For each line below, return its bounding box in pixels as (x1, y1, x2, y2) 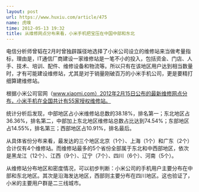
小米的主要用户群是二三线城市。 (6, 180, 84, 187)
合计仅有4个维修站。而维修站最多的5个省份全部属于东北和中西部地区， (6, 145, 179, 152)
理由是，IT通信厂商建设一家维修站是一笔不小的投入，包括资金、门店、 (16, 55, 188, 62)
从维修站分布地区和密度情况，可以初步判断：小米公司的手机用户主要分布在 (6, 165, 188, 172)
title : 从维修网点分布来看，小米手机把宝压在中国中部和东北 (6, 31, 135, 37)
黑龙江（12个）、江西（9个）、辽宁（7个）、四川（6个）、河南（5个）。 (11, 152, 177, 159)
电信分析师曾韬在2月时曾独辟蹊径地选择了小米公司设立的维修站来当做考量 (6, 48, 186, 55)
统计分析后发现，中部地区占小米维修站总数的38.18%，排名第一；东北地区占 (6, 110, 190, 117)
